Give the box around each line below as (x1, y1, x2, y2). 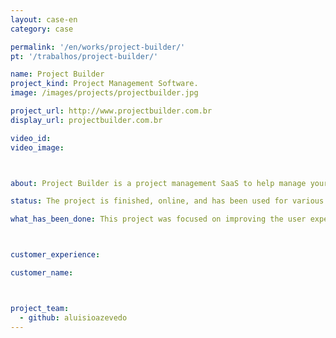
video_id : (10, 133, 52, 143)
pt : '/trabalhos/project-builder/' (10, 51, 159, 61)
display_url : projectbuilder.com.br (10, 115, 163, 125)
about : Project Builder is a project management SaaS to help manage (10, 178, 307, 188)
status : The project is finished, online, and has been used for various (10, 196, 325, 206)
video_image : (10, 142, 65, 153)
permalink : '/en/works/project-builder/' (10, 42, 186, 52)
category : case (10, 24, 74, 34)
